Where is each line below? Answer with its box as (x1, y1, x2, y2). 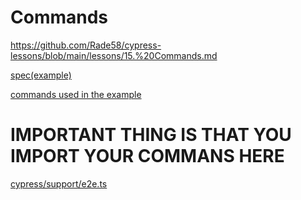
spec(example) (10, 69, 72, 81)
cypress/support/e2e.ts (10, 177, 108, 190)
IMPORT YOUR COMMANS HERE (10, 145, 285, 168)
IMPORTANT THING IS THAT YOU (10, 124, 292, 146)
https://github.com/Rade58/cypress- (10, 39, 162, 51)
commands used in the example (10, 88, 142, 100)
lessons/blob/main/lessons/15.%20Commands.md (10, 49, 218, 61)
